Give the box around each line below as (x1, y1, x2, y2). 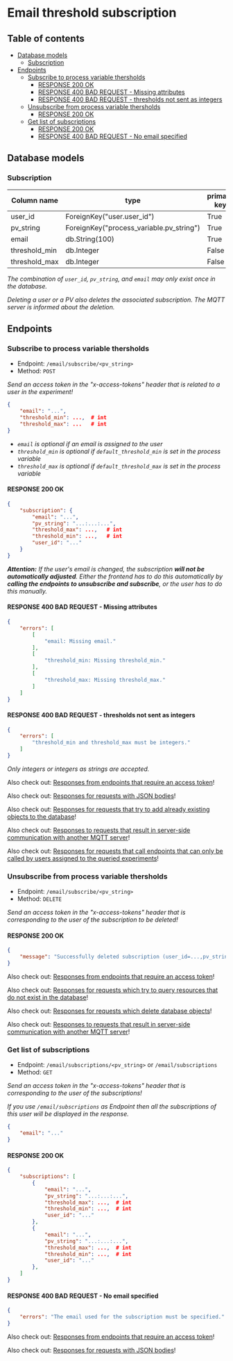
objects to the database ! (7, 812, 77, 821)
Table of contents (7, 33, 85, 44)
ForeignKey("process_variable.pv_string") (65, 222, 200, 232)
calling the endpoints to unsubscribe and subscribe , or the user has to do (7, 579, 223, 588)
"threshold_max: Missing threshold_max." (44, 676, 166, 683)
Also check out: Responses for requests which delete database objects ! (7, 1007, 212, 1016)
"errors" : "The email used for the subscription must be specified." (19, 1314, 225, 1321)
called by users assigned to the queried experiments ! (7, 854, 159, 863)
